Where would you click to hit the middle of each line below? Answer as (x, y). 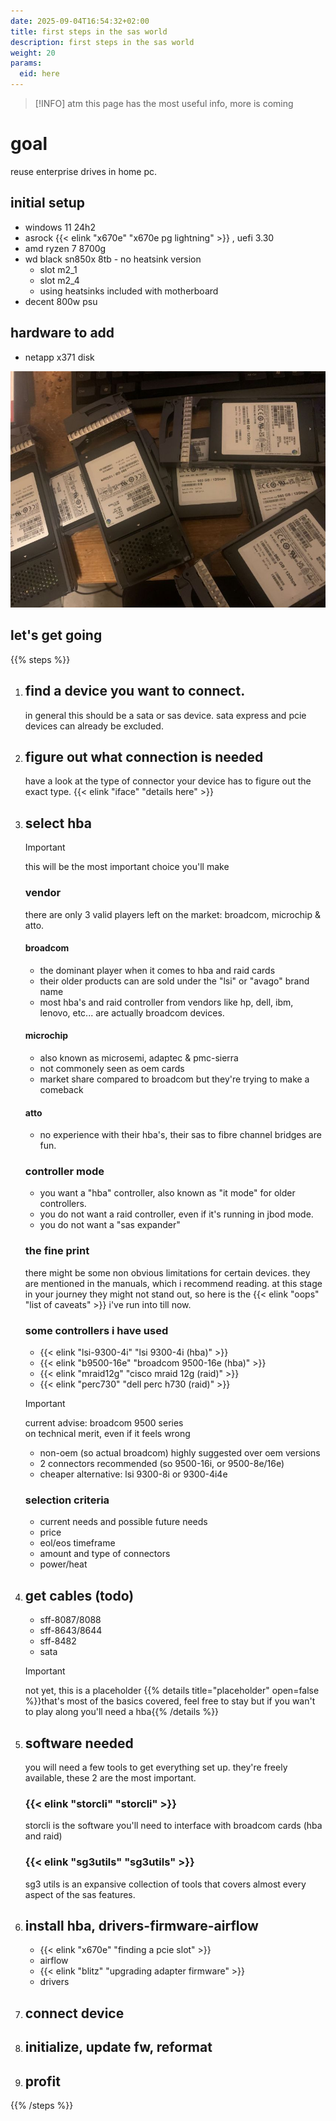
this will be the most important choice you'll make (127, 867)
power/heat (63, 1564)
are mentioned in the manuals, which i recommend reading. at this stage (173, 1283)
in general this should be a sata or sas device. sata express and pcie (165, 715)
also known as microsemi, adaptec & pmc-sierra (139, 1057)
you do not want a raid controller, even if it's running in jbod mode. (176, 1214)
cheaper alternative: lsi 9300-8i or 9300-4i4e (133, 1474)
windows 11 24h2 (60, 227)
